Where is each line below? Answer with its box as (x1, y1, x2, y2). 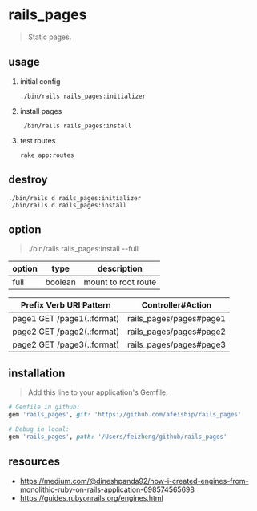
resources (8, 455, 60, 469)
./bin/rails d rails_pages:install (8, 201, 127, 209)
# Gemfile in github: (8, 403, 81, 412)
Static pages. (27, 32, 72, 42)
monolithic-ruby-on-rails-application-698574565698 (19, 485, 195, 494)
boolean (45, 276, 76, 288)
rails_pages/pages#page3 (126, 339, 227, 350)
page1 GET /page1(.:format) (12, 313, 120, 324)
